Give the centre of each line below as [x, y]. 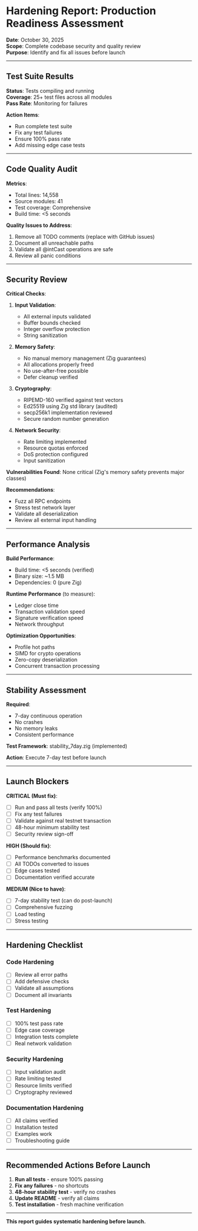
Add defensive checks [42, 982]
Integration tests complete [46, 1037]
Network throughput [39, 624]
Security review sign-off [44, 834]
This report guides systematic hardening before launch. [76, 1222]
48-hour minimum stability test [52, 827]
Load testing [30, 914]
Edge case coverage [39, 1030]
